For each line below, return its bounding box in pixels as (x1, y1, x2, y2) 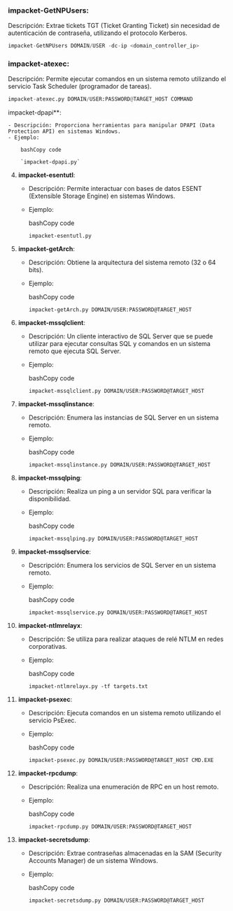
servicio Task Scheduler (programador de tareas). (8, 83, 152, 91)
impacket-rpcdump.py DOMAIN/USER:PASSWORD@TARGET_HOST (28, 824, 192, 831)
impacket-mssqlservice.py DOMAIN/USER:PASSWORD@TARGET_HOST (28, 609, 208, 617)
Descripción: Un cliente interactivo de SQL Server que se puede (28, 332, 213, 340)
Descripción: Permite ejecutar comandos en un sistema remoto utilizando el (8, 75, 227, 83)
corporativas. (28, 643, 67, 651)
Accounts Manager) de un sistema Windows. (28, 856, 158, 865)
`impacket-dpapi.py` (20, 159, 80, 166)
